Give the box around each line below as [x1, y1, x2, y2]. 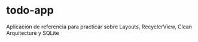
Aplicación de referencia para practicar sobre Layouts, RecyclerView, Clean [6, 23, 193, 30]
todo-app [6, 4, 54, 17]
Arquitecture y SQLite [6, 29, 59, 36]
